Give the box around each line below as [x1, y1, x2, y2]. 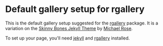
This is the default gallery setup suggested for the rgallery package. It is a [5, 20, 158, 26]
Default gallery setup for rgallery [5, 3, 145, 15]
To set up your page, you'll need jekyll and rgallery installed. [5, 35, 130, 41]
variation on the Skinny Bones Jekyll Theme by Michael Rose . [5, 25, 133, 31]
